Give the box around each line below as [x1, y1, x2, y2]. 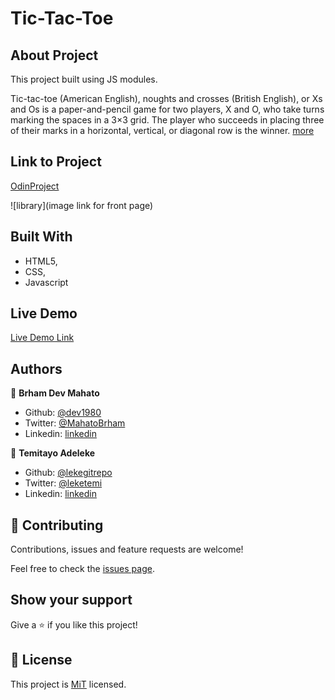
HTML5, [24, 255, 58, 267]
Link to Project [10, 153, 102, 171]
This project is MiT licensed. [10, 678, 127, 690]
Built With [10, 228, 73, 246]
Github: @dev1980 [24, 407, 102, 419]
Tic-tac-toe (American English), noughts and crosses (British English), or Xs [10, 93, 323, 104]
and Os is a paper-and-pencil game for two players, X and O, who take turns [10, 103, 325, 115]
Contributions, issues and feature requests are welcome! [10, 543, 244, 556]
